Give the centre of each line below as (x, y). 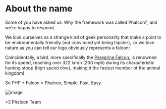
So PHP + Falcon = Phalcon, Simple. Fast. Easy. (54, 83)
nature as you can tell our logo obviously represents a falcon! (68, 48)
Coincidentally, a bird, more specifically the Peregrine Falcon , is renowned (81, 57)
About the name (39, 9)
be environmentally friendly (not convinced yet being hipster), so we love (80, 42)
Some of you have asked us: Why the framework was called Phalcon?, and (81, 22)
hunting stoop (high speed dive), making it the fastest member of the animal (83, 68)
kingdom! (15, 73)
